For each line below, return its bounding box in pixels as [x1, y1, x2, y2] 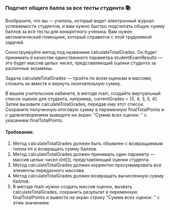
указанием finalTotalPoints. [5, 117, 63, 123]
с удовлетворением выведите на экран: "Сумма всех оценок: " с [5, 112, 147, 118]
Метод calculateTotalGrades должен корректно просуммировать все [12, 162, 162, 168]
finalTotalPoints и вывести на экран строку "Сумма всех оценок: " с [12, 194, 160, 200]
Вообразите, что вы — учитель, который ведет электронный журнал [5, 18, 154, 24]
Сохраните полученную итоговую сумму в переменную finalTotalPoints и [5, 107, 164, 113]
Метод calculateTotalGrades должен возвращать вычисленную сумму [12, 172, 164, 179]
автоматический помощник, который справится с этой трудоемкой [5, 34, 152, 40]
